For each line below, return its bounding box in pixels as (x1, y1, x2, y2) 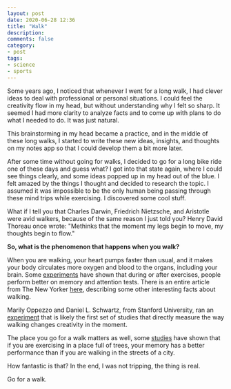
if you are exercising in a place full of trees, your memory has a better (7, 341, 205, 349)
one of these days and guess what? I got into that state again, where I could (7, 165, 223, 173)
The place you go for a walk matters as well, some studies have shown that (7, 333, 221, 341)
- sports (7, 67, 32, 74)
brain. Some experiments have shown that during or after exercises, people (7, 270, 221, 279)
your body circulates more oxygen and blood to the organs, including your (7, 263, 218, 271)
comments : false (7, 36, 54, 43)
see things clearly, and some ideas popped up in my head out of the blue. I (7, 171, 219, 180)
